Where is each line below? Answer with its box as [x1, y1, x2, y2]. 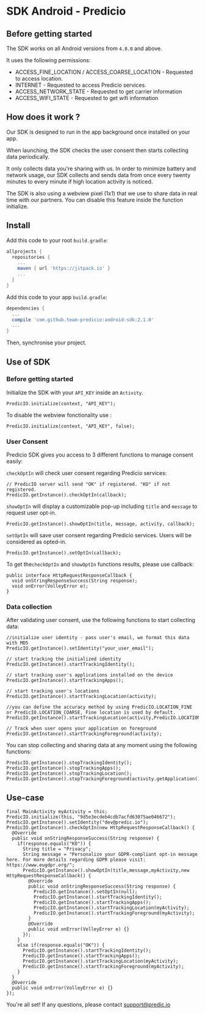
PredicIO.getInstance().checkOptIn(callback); [6, 492, 127, 498]
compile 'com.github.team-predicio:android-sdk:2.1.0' [12, 316, 154, 323]
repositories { [12, 254, 51, 260]
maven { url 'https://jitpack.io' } [17, 266, 111, 272]
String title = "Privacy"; [22, 846, 92, 852]
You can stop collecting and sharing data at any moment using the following [6, 742, 197, 749]
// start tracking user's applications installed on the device [6, 672, 173, 678]
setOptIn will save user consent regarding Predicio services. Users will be [6, 532, 192, 539]
